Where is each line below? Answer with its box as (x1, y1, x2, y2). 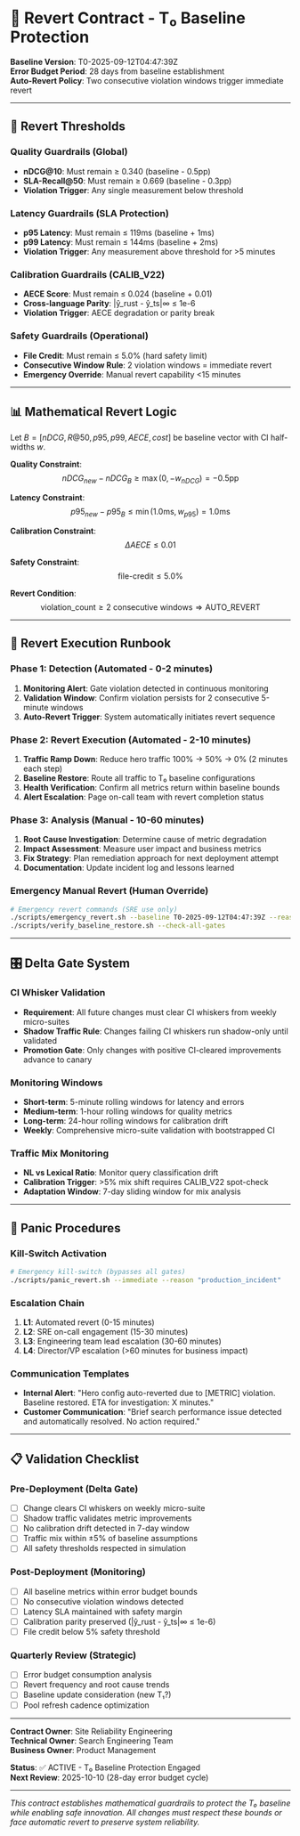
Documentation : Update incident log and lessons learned (22, 863, 235, 873)
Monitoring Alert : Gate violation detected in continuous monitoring (22, 683, 269, 694)
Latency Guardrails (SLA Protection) (10, 207, 170, 219)
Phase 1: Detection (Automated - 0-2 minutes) (10, 662, 214, 675)
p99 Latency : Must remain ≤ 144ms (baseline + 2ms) (22, 236, 219, 248)
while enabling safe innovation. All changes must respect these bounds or (10, 1807, 283, 1817)
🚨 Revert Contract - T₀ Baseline (10, 8, 246, 28)
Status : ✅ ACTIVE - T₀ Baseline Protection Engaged (10, 1762, 201, 1773)
